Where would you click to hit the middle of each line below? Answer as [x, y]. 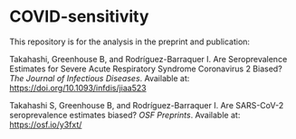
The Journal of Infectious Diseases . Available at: [100, 78]
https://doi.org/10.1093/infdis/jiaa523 [78, 88]
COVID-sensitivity [79, 17]
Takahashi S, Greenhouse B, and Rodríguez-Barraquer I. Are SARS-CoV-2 [147, 105]
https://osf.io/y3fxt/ [46, 125]
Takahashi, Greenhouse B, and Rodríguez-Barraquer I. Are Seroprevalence [148, 59]
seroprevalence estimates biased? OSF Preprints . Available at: [125, 115]
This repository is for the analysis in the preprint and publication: [130, 42]
